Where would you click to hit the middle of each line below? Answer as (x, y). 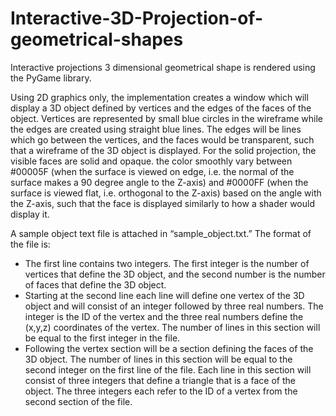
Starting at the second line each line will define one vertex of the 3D (164, 295)
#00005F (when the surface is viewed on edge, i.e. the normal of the (152, 171)
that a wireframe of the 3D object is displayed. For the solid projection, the (163, 150)
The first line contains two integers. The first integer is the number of (167, 263)
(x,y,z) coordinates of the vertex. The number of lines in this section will (172, 327)
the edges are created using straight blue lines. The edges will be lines (156, 129)
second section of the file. (78, 401)
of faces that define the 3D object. (95, 284)
